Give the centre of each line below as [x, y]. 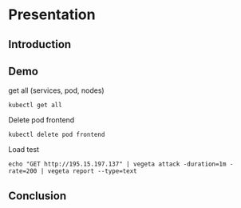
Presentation [52, 15]
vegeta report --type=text [92, 171]
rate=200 [23, 171]
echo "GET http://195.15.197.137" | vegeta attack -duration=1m [117, 164]
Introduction [40, 44]
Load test [24, 150]
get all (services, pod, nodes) [57, 90]
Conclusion [38, 196]
